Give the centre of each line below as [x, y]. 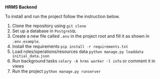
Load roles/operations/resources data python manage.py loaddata [78, 51]
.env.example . [26, 41]
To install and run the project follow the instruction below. [62, 16]
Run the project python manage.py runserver [56, 71]
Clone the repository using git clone [49, 26]
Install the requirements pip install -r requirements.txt [70, 46]
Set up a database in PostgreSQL [44, 31]
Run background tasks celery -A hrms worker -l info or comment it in [84, 61]
